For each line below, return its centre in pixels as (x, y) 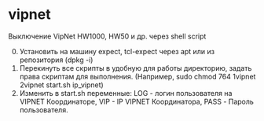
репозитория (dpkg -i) (56, 60)
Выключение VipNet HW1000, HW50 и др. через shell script (107, 36)
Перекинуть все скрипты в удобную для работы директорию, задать (136, 68)
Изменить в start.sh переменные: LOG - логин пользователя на (126, 93)
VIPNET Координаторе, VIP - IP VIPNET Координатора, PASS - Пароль (136, 101)
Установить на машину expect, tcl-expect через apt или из (117, 51)
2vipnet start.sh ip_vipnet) (61, 85)
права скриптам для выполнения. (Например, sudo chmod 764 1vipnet (137, 76)
